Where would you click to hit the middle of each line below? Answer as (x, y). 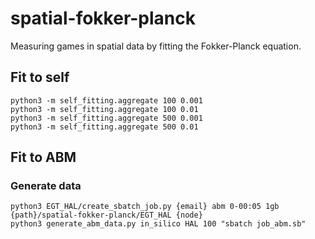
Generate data (46, 186)
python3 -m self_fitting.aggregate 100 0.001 (106, 100)
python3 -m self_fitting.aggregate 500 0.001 (106, 118)
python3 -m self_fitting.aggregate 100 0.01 (104, 109)
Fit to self (40, 77)
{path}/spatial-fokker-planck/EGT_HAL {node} (106, 215)
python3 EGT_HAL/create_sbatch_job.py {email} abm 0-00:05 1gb (145, 207)
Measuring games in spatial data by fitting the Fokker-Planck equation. (156, 46)
